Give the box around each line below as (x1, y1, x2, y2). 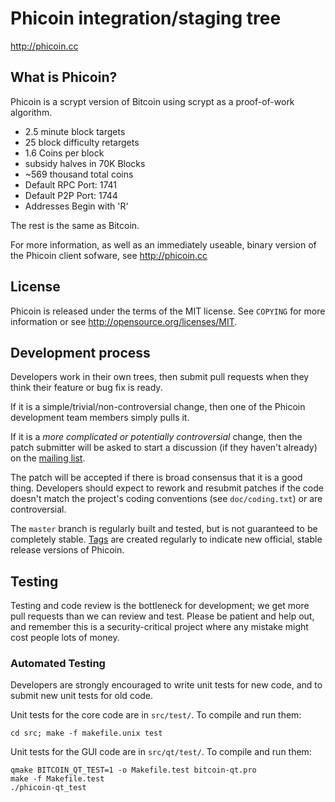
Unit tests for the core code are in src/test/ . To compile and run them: (10, 709, 302, 721)
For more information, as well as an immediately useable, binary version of (10, 238, 317, 251)
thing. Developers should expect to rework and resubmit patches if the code (10, 482, 324, 494)
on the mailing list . (10, 452, 86, 464)
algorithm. (10, 106, 53, 118)
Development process (10, 344, 151, 361)
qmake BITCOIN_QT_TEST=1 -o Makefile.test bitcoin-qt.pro (10, 765, 257, 776)
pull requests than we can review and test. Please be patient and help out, (10, 610, 315, 622)
